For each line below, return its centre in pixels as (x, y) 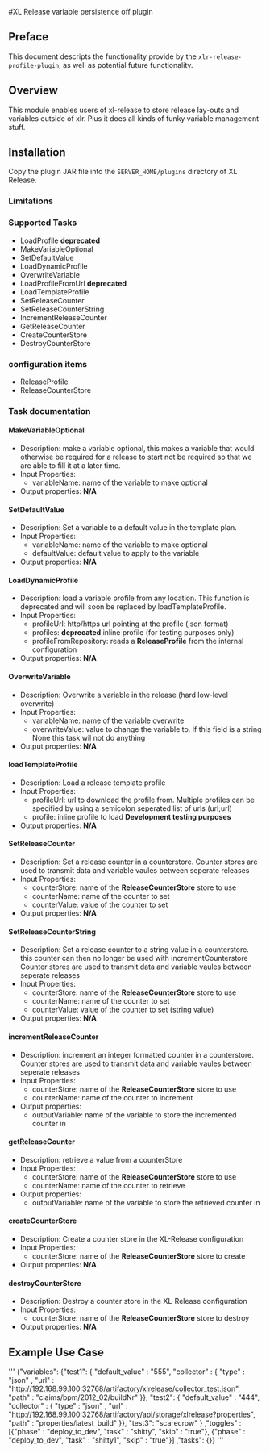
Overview (33, 91)
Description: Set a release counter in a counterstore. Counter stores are (139, 862)
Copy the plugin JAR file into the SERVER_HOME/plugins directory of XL (123, 172)
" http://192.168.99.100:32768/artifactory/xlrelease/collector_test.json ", (124, 1388)
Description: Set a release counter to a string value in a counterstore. (135, 950)
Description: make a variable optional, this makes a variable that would (137, 449)
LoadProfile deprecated (60, 240)
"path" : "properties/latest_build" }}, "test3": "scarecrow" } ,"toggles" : (125, 1422)
